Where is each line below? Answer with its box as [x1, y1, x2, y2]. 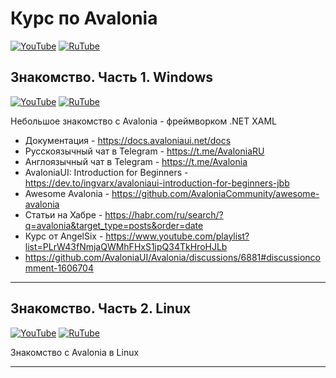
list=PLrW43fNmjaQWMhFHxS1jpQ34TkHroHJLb [24, 240, 228, 252]
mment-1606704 [24, 262, 94, 274]
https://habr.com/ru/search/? [104, 208, 224, 221]
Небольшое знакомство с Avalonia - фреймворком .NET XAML [10, 115, 277, 127]
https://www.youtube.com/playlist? [105, 230, 250, 242]
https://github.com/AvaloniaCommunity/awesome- [111, 187, 320, 199]
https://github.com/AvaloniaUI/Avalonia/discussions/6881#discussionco [24, 251, 322, 263]
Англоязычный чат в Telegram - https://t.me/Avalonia [24, 155, 248, 167]
